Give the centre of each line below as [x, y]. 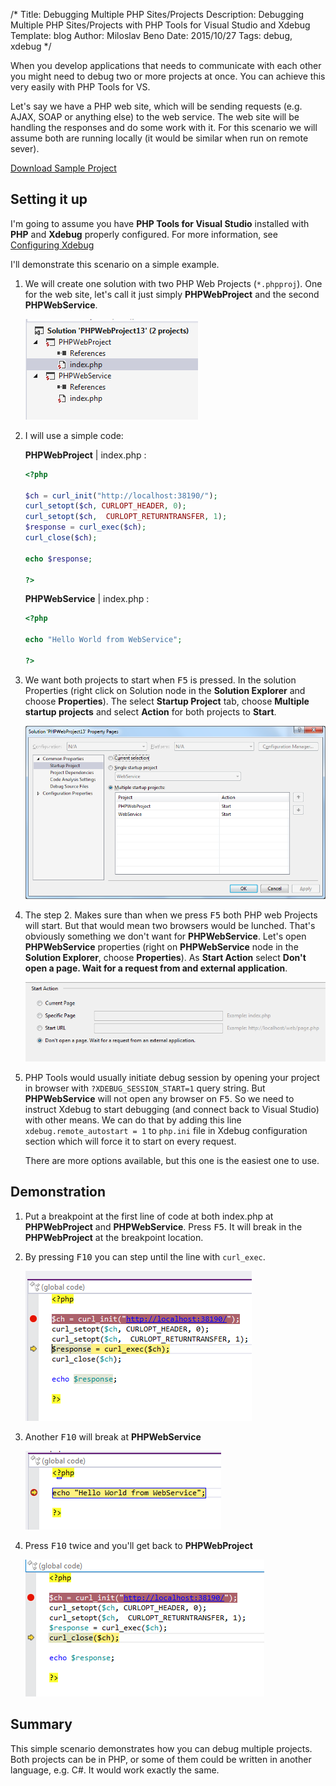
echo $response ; [58, 559]
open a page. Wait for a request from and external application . [156, 968]
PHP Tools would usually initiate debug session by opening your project [172, 1077]
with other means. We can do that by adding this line [133, 1120]
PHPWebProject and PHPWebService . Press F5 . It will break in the [163, 1226]
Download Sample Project [63, 168]
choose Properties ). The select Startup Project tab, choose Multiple [167, 701]
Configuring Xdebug [52, 245]
